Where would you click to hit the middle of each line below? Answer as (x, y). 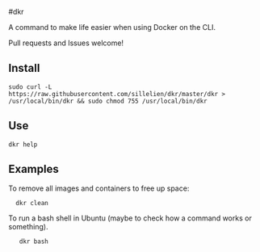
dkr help (23, 145)
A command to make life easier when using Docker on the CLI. (112, 27)
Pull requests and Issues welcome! (66, 43)
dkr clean (32, 204)
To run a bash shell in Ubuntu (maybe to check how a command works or (130, 218)
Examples (34, 169)
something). (28, 227)
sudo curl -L (30, 87)
